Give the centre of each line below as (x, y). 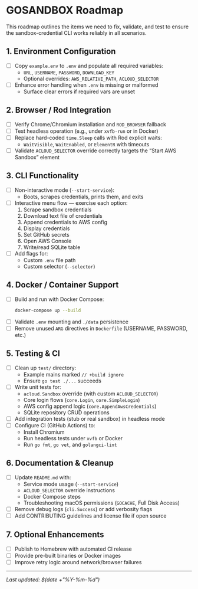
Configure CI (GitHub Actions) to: (55, 425)
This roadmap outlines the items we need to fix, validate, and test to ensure (98, 27)
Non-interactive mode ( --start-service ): (65, 190)
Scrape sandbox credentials (57, 210)
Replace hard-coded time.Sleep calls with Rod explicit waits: (88, 138)
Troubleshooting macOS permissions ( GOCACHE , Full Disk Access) (101, 503)
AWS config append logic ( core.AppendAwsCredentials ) (90, 406)
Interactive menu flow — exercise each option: (71, 203)
